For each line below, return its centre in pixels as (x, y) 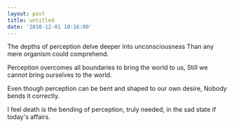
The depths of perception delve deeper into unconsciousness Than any (111, 47)
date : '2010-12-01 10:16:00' (50, 27)
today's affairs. (29, 117)
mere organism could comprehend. (58, 54)
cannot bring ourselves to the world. (60, 75)
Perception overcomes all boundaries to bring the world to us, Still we (108, 68)
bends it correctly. (34, 96)
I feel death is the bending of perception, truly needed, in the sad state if (112, 110)
